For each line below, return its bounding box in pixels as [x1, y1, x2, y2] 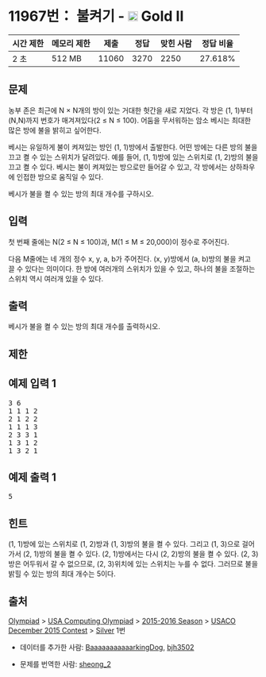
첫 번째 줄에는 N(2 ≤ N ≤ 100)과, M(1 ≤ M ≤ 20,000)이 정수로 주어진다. [8, 237, 230, 246]
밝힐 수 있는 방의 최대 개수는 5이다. [8, 569, 117, 578]
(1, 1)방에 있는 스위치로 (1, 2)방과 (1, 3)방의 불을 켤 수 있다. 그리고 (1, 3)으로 [8, 540, 241, 549]
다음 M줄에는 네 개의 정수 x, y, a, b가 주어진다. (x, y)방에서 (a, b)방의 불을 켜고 [8, 253, 252, 263]
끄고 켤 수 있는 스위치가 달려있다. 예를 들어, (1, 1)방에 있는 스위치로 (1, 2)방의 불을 [8, 152, 259, 161]
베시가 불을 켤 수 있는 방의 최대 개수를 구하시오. [8, 188, 155, 199]
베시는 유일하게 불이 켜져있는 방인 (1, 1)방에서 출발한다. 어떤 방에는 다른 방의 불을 [8, 142, 258, 152]
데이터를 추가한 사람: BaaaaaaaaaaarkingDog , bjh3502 [19, 643, 195, 652]
